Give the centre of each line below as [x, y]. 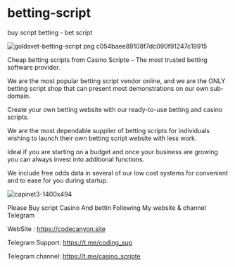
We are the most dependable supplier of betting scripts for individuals [108, 130]
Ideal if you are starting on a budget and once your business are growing [113, 151]
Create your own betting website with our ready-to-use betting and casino [115, 109]
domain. [19, 96]
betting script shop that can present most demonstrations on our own [108, 88]
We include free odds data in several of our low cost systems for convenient [118, 173]
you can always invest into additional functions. [76, 159]
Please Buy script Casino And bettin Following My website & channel [107, 207]
